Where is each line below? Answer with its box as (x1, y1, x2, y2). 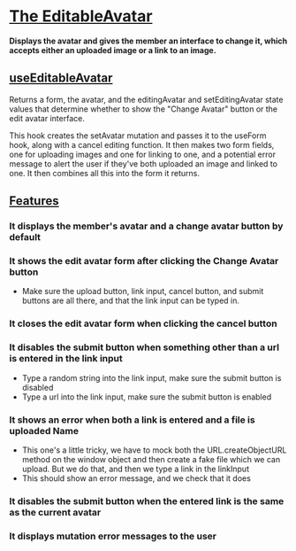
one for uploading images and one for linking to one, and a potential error (9, 149, 277, 159)
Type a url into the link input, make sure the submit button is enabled (21, 392, 272, 402)
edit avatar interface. (9, 113, 86, 123)
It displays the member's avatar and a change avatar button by (9, 220, 284, 232)
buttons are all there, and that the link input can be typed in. (21, 295, 240, 307)
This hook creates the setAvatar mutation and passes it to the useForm (9, 130, 267, 141)
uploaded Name (9, 424, 80, 437)
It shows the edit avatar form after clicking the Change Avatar (9, 254, 279, 267)
